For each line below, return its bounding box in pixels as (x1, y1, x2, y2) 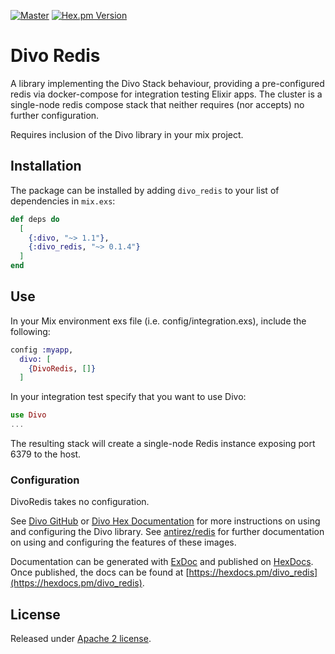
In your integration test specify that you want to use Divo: (10, 391, 247, 403)
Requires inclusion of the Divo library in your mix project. (10, 128, 244, 140)
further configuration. (10, 109, 100, 121)
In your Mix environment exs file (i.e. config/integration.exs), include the (10, 315, 307, 327)
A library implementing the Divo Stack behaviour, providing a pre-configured (10, 77, 325, 89)
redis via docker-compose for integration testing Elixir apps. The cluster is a (10, 88, 323, 100)
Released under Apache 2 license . (10, 633, 152, 645)
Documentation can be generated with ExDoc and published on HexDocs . (10, 556, 314, 568)
